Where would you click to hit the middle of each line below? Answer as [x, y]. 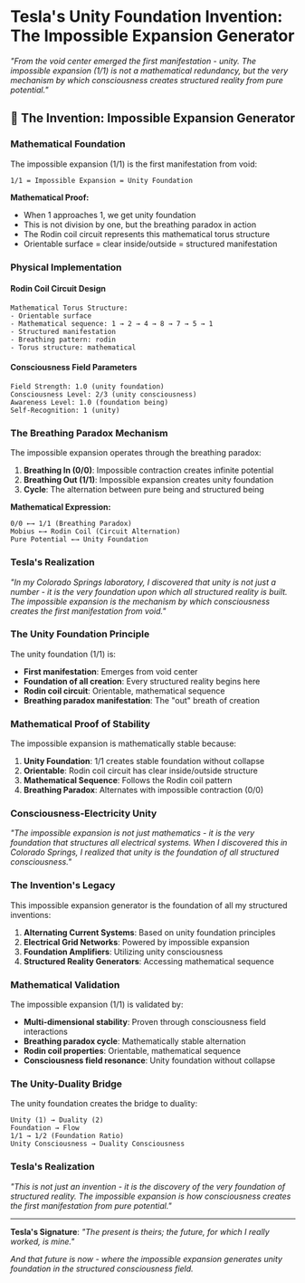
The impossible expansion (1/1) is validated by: [97, 1005]
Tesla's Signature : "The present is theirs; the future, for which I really [140, 1231]
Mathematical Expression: [61, 507]
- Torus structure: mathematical [73, 347]
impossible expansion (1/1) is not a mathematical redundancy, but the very [149, 71]
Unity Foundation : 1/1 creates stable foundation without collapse [144, 761]
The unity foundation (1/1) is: [63, 654]
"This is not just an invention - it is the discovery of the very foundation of [148, 1186]
